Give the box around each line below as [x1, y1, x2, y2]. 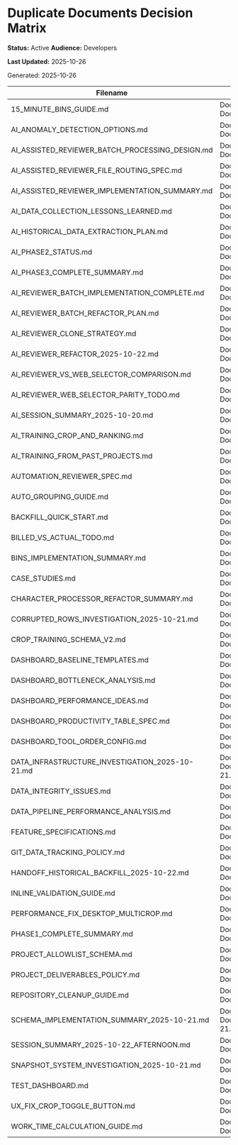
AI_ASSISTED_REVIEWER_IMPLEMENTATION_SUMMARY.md [11, 186, 213, 196]
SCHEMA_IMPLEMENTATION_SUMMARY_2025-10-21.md [11, 1014, 210, 1024]
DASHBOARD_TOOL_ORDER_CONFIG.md [11, 736, 147, 746]
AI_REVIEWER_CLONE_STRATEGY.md [11, 328, 137, 338]
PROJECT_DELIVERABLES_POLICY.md [11, 970, 140, 980]
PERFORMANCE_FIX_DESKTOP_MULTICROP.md [11, 908, 173, 918]
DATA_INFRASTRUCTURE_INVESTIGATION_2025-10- [11, 757, 194, 767]
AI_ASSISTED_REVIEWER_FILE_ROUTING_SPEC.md [11, 165, 183, 175]
